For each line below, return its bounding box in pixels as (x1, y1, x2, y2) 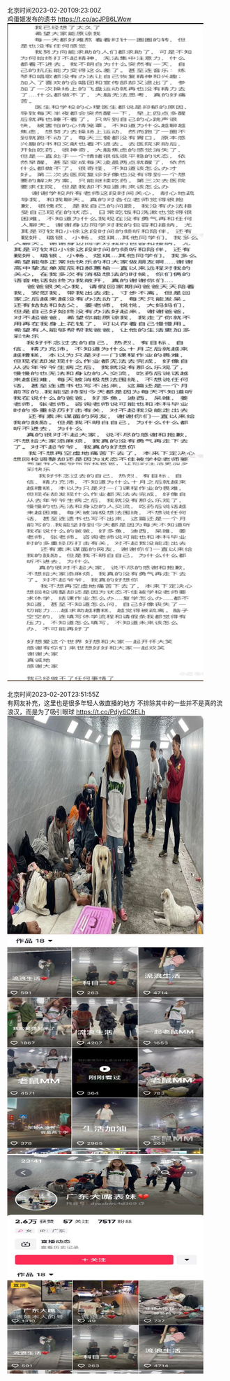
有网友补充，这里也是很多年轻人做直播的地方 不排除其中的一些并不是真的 (7, 699, 217, 707)
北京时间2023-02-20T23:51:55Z (7, 690, 100, 698)
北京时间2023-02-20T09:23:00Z (7, 6, 102, 14)
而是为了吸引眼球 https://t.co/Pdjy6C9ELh (25, 708, 146, 716)
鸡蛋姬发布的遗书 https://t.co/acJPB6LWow (7, 15, 132, 23)
